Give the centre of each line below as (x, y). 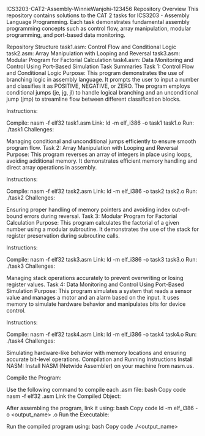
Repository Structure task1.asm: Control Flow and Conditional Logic (91, 47)
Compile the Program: (34, 378)
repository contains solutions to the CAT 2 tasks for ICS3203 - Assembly (98, 15)
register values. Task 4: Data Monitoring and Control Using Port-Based (95, 284)
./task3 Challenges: (31, 266)
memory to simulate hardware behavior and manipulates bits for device (96, 304)
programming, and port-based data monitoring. (66, 35)
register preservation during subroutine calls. (63, 236)
